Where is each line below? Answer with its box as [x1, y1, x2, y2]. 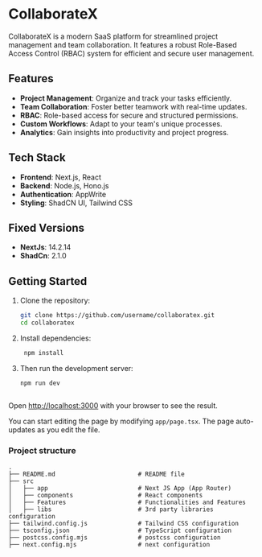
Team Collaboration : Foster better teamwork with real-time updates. [19, 101, 248, 111]
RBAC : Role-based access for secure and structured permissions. [19, 110, 239, 120]
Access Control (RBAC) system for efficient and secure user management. [8, 48, 255, 58]
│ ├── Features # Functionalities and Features [8, 498, 247, 506]
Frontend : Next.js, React [19, 172, 102, 182]
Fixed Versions [8, 221, 85, 234]
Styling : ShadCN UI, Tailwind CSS [19, 198, 133, 208]
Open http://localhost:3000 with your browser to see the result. [8, 400, 219, 411]
